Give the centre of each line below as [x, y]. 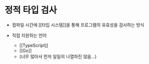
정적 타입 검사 [31, 10]
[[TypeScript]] [34, 45]
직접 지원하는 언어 [29, 35]
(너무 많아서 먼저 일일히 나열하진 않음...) [58, 56]
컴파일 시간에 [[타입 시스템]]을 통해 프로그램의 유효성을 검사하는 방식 [78, 25]
